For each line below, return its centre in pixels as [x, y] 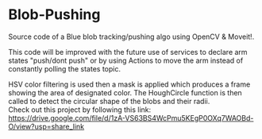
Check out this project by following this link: [80, 110]
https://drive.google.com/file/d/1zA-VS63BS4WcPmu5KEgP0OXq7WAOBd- [131, 118]
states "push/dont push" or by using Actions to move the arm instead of [126, 60]
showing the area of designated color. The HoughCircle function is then [125, 92]
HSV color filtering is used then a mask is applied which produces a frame [129, 84]
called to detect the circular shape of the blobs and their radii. [109, 101]
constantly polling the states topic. [65, 68]
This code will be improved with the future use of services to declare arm [128, 52]
